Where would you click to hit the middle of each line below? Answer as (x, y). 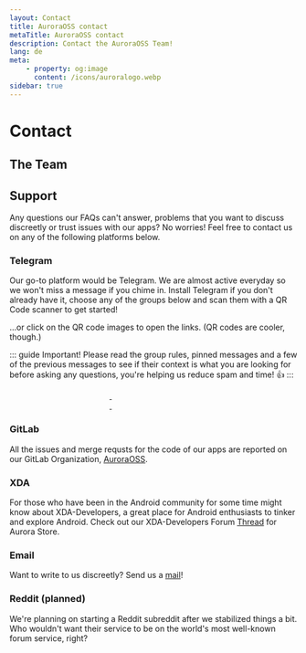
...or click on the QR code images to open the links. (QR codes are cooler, (148, 327)
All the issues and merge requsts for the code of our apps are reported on (148, 449)
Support (33, 196)
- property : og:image (67, 69)
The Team (39, 165)
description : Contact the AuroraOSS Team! (91, 43)
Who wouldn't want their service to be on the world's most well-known (142, 628)
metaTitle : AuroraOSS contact (67, 35)
